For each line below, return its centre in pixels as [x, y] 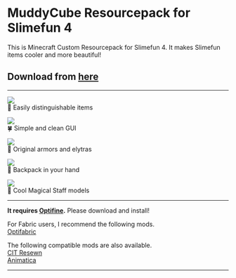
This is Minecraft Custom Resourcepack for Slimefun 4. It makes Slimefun [114, 47]
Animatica [22, 260]
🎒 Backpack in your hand [44, 169]
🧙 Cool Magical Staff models [48, 190]
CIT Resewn [25, 252]
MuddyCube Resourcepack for [99, 13]
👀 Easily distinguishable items [50, 107]
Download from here [53, 77]
